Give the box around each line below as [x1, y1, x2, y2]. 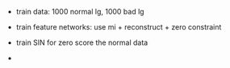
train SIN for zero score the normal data [15, 38, 148, 47]
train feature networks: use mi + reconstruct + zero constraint [15, 22, 222, 31]
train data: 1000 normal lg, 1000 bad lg [15, 7, 144, 16]
